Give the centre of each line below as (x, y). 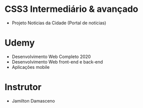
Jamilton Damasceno (33, 101)
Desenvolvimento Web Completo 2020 (51, 56)
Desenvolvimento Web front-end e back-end (57, 62)
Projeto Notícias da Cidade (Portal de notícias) (59, 23)
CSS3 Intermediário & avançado (71, 9)
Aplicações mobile (31, 67)
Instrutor (23, 87)
